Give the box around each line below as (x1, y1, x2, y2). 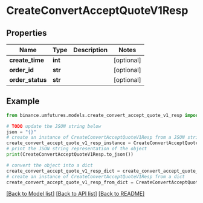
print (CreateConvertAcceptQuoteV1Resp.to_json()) (6, 151, 134, 158)
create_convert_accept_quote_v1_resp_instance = (6, 140, 131, 146)
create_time (9, 56, 44, 64)
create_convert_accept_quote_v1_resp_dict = (6, 168, 120, 174)
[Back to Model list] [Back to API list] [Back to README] (6, 190, 145, 198)
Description (73, 46, 108, 54)
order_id (9, 66, 34, 74)
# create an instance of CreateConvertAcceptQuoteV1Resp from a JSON (6, 135, 185, 141)
